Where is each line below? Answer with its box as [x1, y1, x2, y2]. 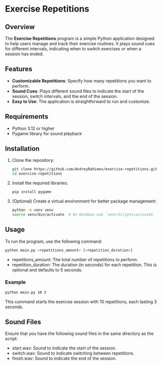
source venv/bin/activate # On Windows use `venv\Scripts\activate [12, 212, 153, 217]
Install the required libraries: [12, 180, 68, 186]
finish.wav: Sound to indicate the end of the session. [12, 355, 117, 362]
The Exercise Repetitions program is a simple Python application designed [5, 35, 155, 41]
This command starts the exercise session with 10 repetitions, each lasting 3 [5, 299, 157, 304]
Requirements [5, 112, 48, 121]
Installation [5, 144, 40, 153]
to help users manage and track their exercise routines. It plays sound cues [5, 41, 155, 47]
